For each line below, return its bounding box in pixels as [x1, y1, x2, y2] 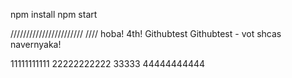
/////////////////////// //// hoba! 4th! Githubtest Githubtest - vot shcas [10, 28, 282, 39]
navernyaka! [10, 39, 62, 50]
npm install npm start [10, 9, 98, 20]
